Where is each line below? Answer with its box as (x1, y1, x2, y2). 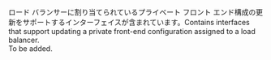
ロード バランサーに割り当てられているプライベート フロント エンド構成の (8, 7, 256, 17)
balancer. (8, 35, 40, 45)
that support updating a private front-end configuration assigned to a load (8, 27, 256, 36)
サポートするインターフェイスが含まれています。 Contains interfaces (22, 18, 250, 27)
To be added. (8, 44, 53, 54)
